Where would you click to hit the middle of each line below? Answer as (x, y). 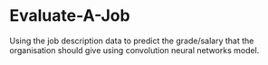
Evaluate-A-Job (70, 16)
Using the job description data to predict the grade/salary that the (132, 41)
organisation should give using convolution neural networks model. (134, 50)
